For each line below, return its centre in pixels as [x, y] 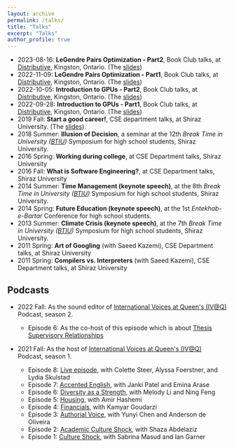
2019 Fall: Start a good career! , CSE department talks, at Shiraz [109, 119]
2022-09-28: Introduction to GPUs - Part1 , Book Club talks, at [107, 104]
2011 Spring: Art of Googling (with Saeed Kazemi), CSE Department [115, 246]
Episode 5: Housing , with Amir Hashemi [85, 399]
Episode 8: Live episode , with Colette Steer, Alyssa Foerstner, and [123, 370]
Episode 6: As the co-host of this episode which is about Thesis [120, 328]
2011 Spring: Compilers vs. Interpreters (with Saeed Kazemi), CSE [113, 260]
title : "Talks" [29, 27]
